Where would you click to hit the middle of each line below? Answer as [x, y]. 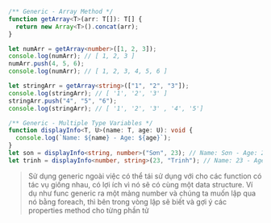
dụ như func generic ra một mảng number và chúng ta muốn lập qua [142, 193]
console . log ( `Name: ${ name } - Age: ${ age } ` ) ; [94, 138]
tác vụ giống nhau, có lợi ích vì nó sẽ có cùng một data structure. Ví [140, 184]
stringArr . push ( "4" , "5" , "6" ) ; [63, 101]
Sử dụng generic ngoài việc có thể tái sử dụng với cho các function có [145, 176]
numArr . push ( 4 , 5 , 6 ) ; [46, 64]
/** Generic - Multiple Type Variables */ [81, 123]
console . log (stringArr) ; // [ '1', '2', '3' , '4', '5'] [106, 108]
